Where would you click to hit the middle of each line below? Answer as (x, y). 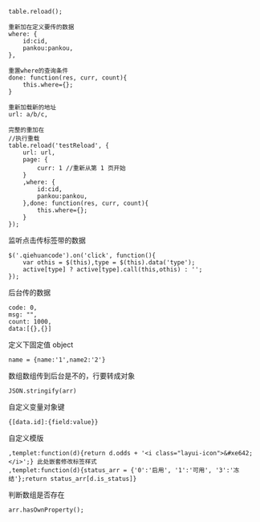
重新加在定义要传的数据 (41, 27)
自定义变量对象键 (37, 407)
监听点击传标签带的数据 (47, 240)
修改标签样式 (79, 462)
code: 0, (23, 308)
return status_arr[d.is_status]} (81, 479)
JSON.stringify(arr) (43, 391)
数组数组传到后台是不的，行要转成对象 (71, 376)
